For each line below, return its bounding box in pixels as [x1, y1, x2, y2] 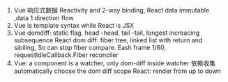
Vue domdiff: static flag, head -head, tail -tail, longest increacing [13, 28, 200, 37]
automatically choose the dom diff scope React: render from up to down [13, 67, 222, 75]
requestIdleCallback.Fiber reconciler [13, 51, 119, 59]
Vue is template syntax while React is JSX [13, 22, 135, 29]
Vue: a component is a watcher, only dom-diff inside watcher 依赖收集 [13, 59, 216, 67]
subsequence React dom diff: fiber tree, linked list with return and [13, 36, 203, 44]
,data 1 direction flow [13, 14, 75, 22]
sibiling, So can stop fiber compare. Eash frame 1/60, [13, 44, 166, 51]
